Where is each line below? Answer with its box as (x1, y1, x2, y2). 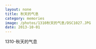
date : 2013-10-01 (5, 25, 40, 30)
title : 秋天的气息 (5, 12, 39, 16)
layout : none (5, 7, 32, 12)
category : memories (5, 16, 45, 21)
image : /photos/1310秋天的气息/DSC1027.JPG (5, 20, 91, 25)
